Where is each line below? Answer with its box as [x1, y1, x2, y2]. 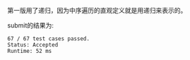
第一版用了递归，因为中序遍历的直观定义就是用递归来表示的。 [7, 6, 187, 14]
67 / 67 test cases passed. [7, 35, 90, 42]
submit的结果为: [7, 21, 54, 30]
